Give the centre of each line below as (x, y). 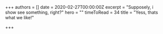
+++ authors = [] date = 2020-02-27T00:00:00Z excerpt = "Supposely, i (79, 7)
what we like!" (20, 17)
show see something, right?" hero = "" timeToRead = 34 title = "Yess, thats (81, 12)
